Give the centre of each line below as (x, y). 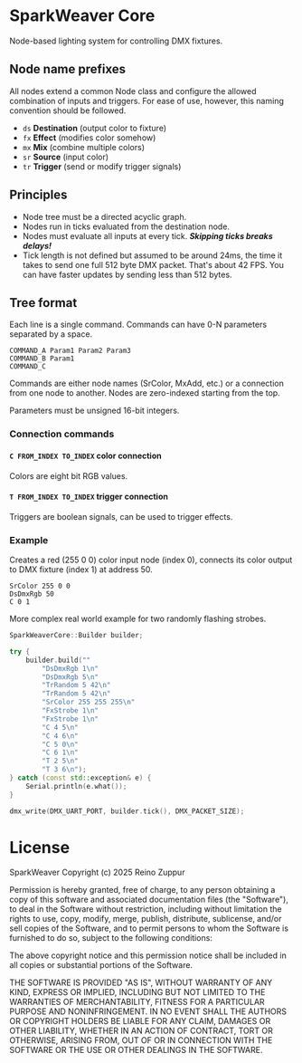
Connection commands (62, 434)
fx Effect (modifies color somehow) (89, 138)
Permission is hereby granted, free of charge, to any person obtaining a (142, 890)
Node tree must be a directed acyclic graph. (104, 216)
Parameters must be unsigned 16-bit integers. (94, 411)
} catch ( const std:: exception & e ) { (80, 778)
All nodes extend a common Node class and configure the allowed (133, 91)
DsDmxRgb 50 (32, 594)
